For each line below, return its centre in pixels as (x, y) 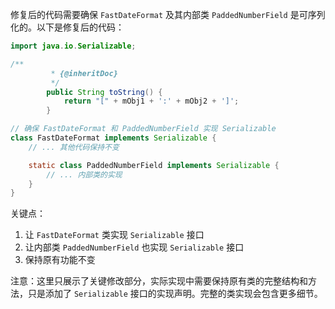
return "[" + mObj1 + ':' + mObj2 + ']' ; (151, 101)
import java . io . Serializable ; (73, 46)
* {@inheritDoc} (84, 73)
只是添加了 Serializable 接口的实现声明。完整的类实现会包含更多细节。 (175, 294)
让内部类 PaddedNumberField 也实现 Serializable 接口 (134, 247)
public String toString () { (104, 92)
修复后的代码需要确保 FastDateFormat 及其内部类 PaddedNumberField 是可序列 (168, 14)
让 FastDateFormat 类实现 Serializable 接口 (114, 235)
